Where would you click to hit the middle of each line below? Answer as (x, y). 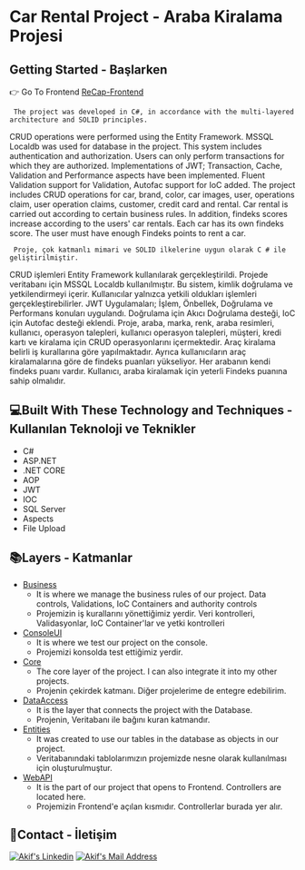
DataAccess (45, 700)
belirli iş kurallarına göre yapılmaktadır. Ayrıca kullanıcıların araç (128, 352)
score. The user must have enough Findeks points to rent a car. (128, 233)
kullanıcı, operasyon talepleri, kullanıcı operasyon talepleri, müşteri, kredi (145, 332)
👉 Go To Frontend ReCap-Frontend (77, 92)
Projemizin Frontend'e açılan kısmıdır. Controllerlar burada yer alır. (159, 806)
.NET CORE (44, 470)
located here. (61, 796)
